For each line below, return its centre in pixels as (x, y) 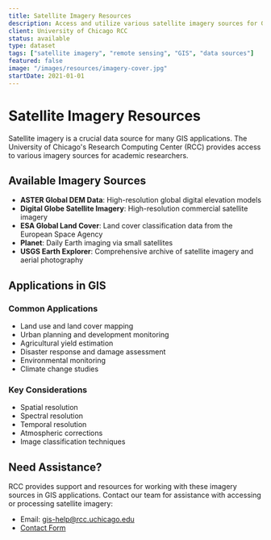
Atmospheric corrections (61, 433)
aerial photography (52, 260)
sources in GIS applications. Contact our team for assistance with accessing (135, 495)
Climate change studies (59, 369)
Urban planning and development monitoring (94, 335)
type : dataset (32, 46)
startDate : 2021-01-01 (46, 76)
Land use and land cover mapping (77, 326)
